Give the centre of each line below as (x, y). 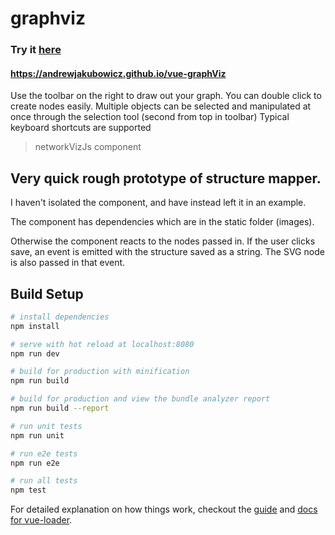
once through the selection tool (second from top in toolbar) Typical (150, 117)
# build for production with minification (100, 372)
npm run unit (37, 435)
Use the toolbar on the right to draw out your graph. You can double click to (166, 96)
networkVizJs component (88, 147)
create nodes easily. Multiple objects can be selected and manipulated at (161, 106)
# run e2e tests (44, 453)
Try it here (36, 50)
